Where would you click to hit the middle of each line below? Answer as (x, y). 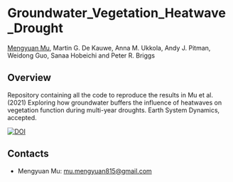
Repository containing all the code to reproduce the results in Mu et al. (110, 95)
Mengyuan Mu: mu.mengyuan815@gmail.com (85, 171)
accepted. (22, 117)
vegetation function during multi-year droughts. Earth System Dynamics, (114, 110)
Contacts (28, 154)
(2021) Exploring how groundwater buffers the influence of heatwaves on (115, 102)
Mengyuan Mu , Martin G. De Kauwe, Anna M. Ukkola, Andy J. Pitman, (109, 48)
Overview (29, 78)
